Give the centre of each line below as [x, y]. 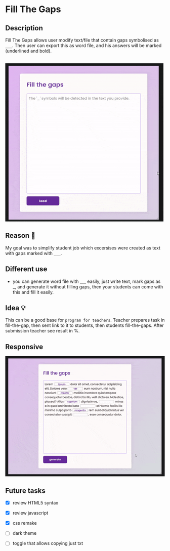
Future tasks [25, 491]
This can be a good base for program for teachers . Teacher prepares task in [85, 320]
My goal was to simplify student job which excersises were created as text [83, 248]
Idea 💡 [15, 308]
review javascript [30, 513]
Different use [26, 269]
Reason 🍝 [20, 236]
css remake [25, 523]
